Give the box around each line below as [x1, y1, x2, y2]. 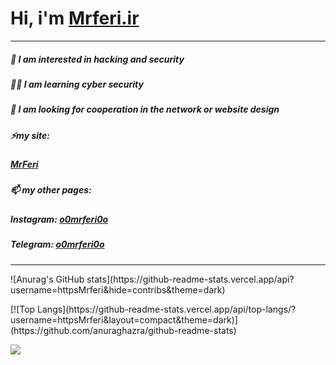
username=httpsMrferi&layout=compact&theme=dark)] [10, 313, 238, 326]
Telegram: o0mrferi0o [10, 238, 105, 251]
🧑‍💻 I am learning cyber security [10, 78, 144, 90]
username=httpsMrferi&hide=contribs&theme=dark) [10, 283, 226, 296]
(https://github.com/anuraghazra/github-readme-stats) [10, 324, 237, 336]
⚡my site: [10, 129, 50, 141]
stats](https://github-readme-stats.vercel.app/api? [86, 273, 295, 285]
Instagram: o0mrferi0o [10, 213, 109, 225]
